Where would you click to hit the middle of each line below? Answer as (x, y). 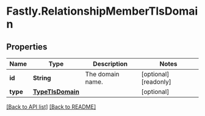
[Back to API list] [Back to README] (51, 107)
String (42, 78)
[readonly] (156, 82)
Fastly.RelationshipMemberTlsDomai (102, 11)
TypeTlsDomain (56, 92)
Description (110, 64)
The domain (102, 74)
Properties (27, 47)
